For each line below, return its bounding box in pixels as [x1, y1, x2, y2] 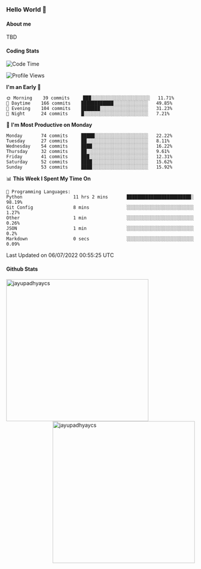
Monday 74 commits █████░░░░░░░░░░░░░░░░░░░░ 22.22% [6, 133, 172, 139]
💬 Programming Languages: [6, 189, 71, 195]
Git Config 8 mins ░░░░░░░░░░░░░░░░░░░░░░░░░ [6, 204, 194, 211]
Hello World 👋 [6, 5, 47, 14]
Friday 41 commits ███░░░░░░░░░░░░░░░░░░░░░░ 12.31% [6, 154, 172, 160]
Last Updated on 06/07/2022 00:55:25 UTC [6, 252, 114, 259]
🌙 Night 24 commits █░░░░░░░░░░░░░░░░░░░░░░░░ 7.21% [6, 111, 170, 117]
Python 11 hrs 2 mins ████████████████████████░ [6, 194, 194, 200]
